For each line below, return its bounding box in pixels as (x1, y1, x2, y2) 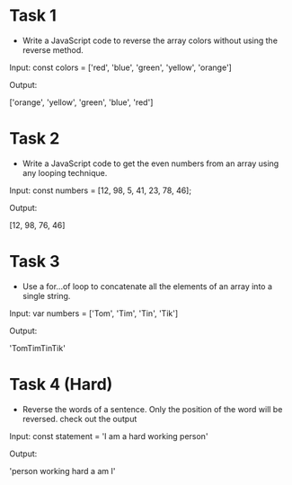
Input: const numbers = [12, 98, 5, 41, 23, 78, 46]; (9, 185, 191, 196)
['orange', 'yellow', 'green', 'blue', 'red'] (9, 96, 154, 108)
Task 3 (9, 251, 60, 272)
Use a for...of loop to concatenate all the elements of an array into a (22, 280, 272, 292)
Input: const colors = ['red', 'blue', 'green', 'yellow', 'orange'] (9, 62, 232, 73)
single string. (22, 290, 71, 301)
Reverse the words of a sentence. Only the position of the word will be (22, 403, 283, 414)
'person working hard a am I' (9, 465, 116, 476)
